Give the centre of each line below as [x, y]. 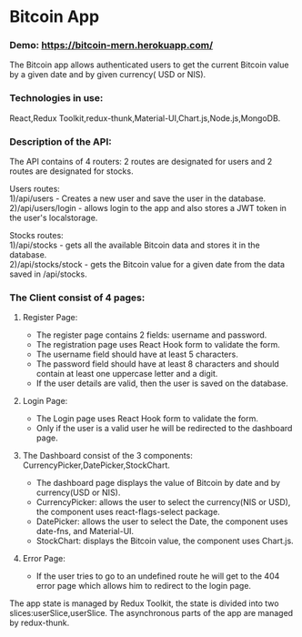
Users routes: [35, 189]
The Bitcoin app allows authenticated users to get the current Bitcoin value [149, 65]
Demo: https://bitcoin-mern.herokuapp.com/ [111, 45]
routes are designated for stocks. [71, 171]
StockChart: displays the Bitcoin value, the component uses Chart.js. [165, 541]
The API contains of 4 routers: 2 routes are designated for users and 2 [141, 162]
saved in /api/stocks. [49, 274]
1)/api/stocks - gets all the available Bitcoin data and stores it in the [135, 245]
